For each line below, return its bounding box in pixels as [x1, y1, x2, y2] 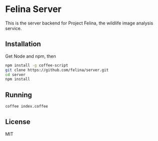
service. [5, 25, 22, 31]
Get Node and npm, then [5, 53, 56, 59]
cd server [5, 72, 26, 77]
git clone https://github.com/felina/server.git [5, 67, 109, 72]
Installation [5, 40, 41, 48]
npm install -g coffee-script [5, 62, 69, 68]
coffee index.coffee [5, 104, 49, 109]
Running [5, 90, 33, 99]
